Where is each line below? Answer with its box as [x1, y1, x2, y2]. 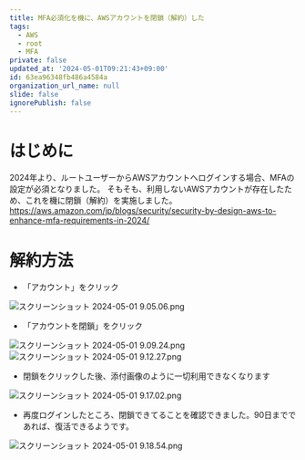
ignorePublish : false [9, 98, 92, 108]
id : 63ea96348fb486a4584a [9, 73, 107, 82]
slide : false [9, 89, 59, 99]
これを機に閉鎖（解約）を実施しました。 [25, 195, 178, 206]
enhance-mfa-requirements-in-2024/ [9, 215, 150, 226]
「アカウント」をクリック [22, 282, 119, 293]
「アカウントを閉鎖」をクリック [22, 320, 143, 331]
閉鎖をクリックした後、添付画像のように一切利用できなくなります [22, 371, 270, 382]
